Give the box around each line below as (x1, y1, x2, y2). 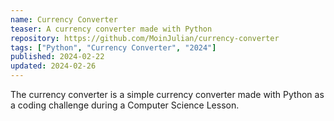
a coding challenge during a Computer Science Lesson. (10, 99, 240, 111)
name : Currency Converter (10, 14, 118, 25)
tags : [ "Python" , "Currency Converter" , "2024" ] (10, 42, 217, 53)
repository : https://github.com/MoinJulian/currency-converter (10, 33, 280, 43)
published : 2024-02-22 (10, 52, 105, 62)
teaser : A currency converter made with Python (10, 24, 213, 34)
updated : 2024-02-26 (10, 61, 97, 71)
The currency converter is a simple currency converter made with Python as (10, 89, 325, 100)
